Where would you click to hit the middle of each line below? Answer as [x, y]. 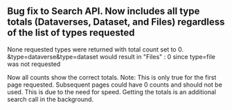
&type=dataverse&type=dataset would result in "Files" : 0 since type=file [111, 56]
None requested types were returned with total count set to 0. [95, 49]
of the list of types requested [71, 33]
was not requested [34, 64]
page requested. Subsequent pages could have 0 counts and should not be [115, 85]
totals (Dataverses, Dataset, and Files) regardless [116, 22]
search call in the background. [51, 99]
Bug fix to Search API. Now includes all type [104, 11]
